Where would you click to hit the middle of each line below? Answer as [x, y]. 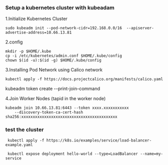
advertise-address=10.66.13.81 [39, 33]
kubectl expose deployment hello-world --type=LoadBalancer [73, 154]
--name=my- [152, 154]
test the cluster [25, 130]
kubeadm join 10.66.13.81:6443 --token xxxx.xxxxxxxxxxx [67, 108]
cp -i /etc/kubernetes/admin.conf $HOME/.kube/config [64, 56]
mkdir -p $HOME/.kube [28, 52]
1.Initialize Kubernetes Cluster [37, 19]
